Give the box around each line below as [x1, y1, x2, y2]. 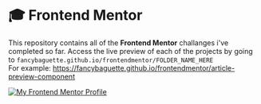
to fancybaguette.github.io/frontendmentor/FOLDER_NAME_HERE [8, 55, 214, 64]
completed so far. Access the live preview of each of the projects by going [8, 46, 253, 56]
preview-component [8, 71, 76, 81]
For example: [8, 63, 52, 72]
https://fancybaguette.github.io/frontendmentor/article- [53, 63, 235, 72]
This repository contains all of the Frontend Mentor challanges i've [8, 37, 229, 48]
